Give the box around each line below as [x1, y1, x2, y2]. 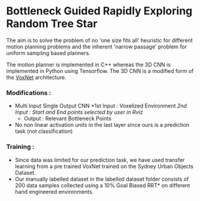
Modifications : [6, 89, 51, 97]
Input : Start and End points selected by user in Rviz [14, 109, 143, 116]
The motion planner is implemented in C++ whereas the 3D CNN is [6, 61, 171, 68]
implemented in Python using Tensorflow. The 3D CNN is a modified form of [6, 67, 194, 74]
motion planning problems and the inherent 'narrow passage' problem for [6, 43, 187, 50]
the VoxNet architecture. [6, 74, 67, 81]
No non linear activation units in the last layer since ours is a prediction [14, 121, 190, 129]
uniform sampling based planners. [6, 49, 91, 56]
